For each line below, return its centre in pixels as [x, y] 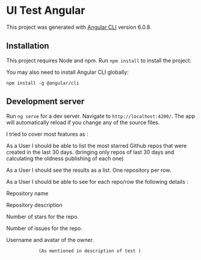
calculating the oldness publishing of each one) [65, 158]
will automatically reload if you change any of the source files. [83, 122]
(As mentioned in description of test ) [90, 251]
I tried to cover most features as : [47, 134]
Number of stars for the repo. [43, 216]
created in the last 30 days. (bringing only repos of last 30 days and [90, 152]
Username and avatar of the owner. [50, 240]
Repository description [34, 205]
